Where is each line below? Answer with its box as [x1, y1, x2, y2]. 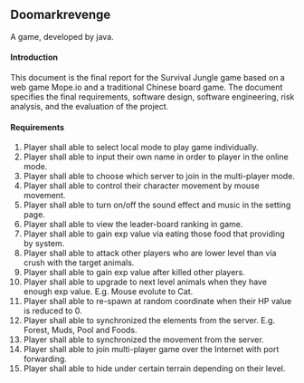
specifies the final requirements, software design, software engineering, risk [10, 91, 295, 102]
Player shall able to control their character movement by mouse [23, 180, 261, 191]
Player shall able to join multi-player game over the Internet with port [23, 344, 280, 355]
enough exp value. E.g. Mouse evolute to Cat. [23, 286, 194, 297]
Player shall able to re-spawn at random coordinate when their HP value [23, 296, 292, 307]
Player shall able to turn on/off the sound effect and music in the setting [23, 199, 291, 211]
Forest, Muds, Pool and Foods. [23, 325, 138, 336]
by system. [23, 238, 65, 249]
